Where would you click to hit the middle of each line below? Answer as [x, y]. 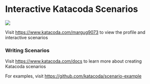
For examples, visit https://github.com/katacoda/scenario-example [73, 76]
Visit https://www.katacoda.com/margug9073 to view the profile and [75, 32]
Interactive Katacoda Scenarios [72, 9]
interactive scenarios [27, 37]
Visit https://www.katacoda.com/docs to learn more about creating [74, 61]
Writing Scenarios [27, 50]
